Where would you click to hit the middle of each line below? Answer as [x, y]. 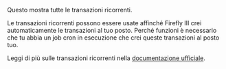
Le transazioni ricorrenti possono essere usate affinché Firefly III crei [104, 23]
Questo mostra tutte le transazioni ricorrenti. [70, 10]
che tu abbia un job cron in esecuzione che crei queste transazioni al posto [113, 38]
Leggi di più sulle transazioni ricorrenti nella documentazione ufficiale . [106, 58]
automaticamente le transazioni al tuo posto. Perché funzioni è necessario [112, 30]
